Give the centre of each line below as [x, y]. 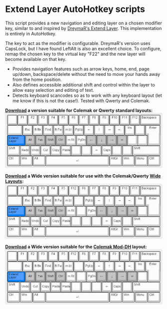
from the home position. [37, 79]
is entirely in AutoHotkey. [31, 33]
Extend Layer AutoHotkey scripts [75, 9]
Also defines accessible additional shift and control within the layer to [84, 85]
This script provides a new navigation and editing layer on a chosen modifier [83, 23]
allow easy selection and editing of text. [53, 90]
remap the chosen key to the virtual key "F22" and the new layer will [75, 54]
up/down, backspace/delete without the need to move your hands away [86, 74]
